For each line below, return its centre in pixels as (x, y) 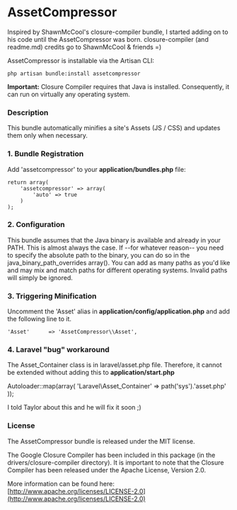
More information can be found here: (61, 483)
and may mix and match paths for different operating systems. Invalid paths (117, 270)
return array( (28, 182)
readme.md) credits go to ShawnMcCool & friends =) (85, 47)
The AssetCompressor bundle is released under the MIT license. (101, 441)
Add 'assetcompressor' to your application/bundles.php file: (97, 169)
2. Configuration (36, 225)
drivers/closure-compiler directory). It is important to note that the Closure (116, 462)
